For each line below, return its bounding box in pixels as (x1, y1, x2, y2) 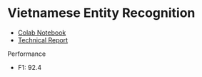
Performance (7, 49, 46, 58)
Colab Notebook (17, 28, 66, 37)
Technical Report (17, 35, 69, 44)
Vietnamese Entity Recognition (7, 5, 196, 21)
